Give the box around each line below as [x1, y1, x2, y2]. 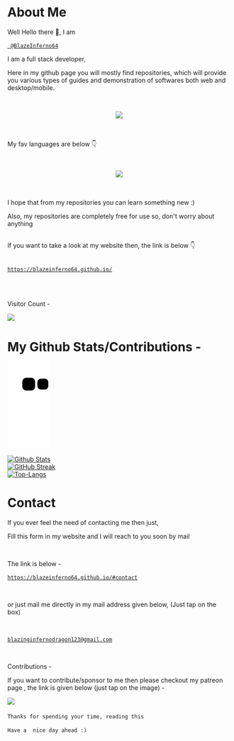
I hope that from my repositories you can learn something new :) [7, 198, 195, 206]
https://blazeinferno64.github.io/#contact [7, 574, 138, 581]
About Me [7, 4, 67, 21]
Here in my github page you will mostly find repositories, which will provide [7, 68, 227, 77]
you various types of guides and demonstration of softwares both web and [7, 76, 226, 84]
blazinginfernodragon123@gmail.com [7, 635, 113, 643]
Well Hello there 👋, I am [7, 28, 76, 36]
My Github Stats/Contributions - [7, 339, 202, 355]
